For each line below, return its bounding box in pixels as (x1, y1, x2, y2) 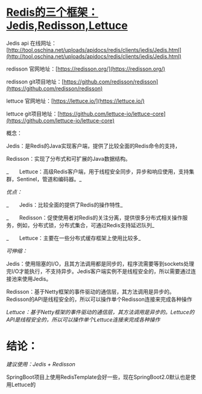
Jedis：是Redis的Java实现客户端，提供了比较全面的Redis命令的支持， (6, 142, 181, 149)
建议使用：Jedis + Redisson (6, 360, 75, 367)
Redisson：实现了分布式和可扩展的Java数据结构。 (6, 155, 131, 162)
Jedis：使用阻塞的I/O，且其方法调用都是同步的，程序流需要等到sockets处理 (6, 260, 195, 267)
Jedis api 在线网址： (6, 39, 57, 47)
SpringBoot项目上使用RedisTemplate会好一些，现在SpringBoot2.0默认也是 (6, 373, 191, 381)
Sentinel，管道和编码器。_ (16, 175, 82, 182)
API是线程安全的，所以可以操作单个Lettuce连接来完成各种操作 (6, 315, 160, 323)
